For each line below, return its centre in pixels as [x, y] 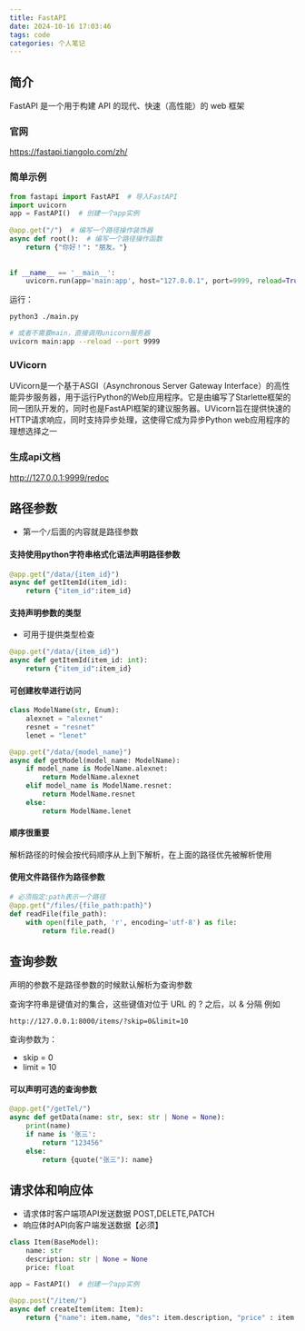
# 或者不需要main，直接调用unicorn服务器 [80, 333]
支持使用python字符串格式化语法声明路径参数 [95, 554]
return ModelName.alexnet [91, 778]
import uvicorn [38, 205]
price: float [50, 1268]
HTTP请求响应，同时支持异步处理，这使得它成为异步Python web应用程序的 [150, 420]
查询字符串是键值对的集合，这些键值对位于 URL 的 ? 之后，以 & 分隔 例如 [145, 1004]
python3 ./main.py [44, 317]
